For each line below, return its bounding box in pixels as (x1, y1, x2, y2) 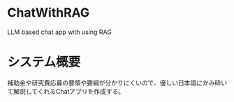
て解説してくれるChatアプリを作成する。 (7, 87, 125, 95)
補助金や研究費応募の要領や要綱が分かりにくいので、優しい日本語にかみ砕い (7, 78, 228, 87)
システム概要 (7, 54, 81, 70)
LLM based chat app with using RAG (7, 28, 112, 36)
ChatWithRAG (7, 5, 90, 21)
